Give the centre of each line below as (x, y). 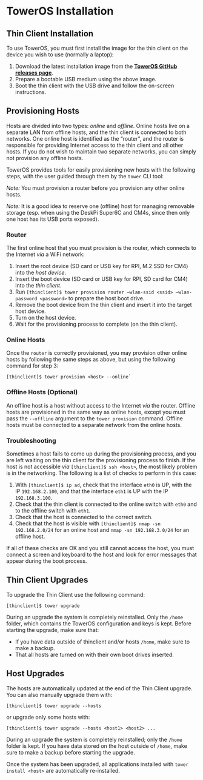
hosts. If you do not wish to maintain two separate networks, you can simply (101, 151)
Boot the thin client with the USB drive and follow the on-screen (95, 86)
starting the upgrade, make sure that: (53, 630)
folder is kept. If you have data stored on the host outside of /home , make (97, 746)
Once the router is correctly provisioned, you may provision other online (97, 353)
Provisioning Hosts (43, 111)
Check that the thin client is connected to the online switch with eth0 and (106, 504)
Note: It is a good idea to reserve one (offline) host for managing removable (101, 206)
